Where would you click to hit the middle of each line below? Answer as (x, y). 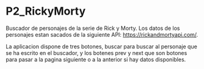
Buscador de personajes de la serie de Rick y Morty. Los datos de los (93, 28)
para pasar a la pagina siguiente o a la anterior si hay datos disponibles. (96, 59)
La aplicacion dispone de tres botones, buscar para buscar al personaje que (102, 46)
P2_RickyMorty (46, 11)
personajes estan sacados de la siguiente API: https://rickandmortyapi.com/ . (102, 34)
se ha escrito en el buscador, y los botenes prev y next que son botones (97, 53)
